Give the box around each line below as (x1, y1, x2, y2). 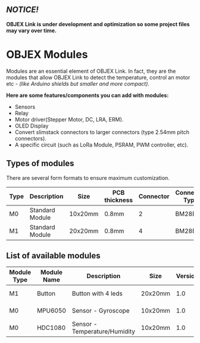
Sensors (14, 103, 36, 110)
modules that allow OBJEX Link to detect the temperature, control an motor (6, 74, 190, 81)
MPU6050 (36, 307, 67, 315)
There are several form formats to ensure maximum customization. (6, 174, 170, 181)
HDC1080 (36, 324, 66, 332)
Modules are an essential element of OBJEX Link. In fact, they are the (6, 67, 176, 74)
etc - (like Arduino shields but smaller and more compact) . (6, 80, 150, 87)
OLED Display (14, 122, 49, 129)
